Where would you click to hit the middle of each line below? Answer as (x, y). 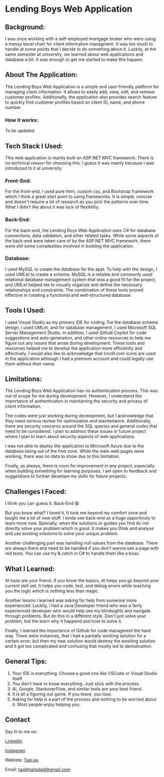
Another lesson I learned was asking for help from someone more (71, 600)
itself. (18, 678)
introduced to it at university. (34, 168)
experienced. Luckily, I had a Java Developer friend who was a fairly (74, 606)
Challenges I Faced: (36, 492)
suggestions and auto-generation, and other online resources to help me (78, 337)
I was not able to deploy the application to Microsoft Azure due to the (74, 446)
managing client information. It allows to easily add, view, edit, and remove (80, 92)
